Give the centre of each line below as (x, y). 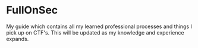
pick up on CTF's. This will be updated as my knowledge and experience (95, 32)
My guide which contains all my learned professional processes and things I (99, 26)
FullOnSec (32, 10)
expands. (18, 39)
